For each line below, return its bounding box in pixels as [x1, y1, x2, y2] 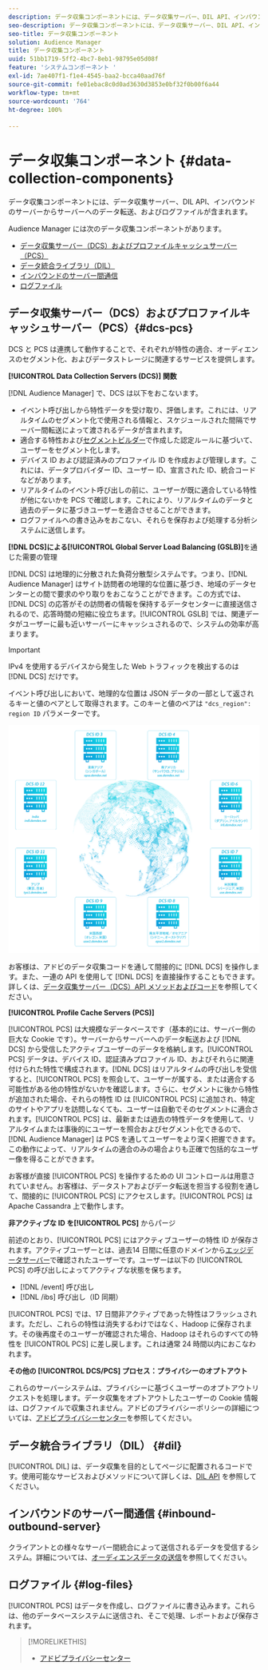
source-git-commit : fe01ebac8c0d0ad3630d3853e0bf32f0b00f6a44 [8, 80, 219, 88]
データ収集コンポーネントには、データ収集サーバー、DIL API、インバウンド [8, 197, 256, 207]
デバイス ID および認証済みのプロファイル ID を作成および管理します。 [19, 455, 251, 464]
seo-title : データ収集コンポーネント [8, 30, 120, 38]
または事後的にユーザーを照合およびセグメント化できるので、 [42, 1124, 246, 1134]
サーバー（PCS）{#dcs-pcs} [49, 321, 194, 335]
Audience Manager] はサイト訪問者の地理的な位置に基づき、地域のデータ [8, 579, 250, 588]
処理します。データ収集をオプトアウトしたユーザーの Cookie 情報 [42, 1393, 258, 1403]
